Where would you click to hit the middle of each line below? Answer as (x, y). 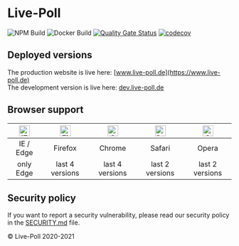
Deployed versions (50, 55)
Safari (160, 148)
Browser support (46, 110)
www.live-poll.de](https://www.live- (168, 72)
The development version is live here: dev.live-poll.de (86, 87)
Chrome (113, 148)
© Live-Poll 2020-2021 (41, 237)
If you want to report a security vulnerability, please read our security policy (118, 215)
